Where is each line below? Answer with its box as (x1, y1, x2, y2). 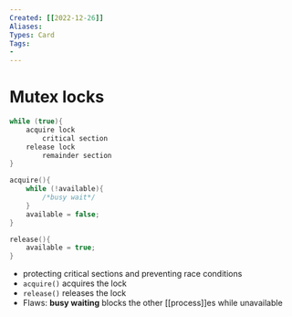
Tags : (9, 38, 30, 48)
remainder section (42, 151, 112, 160)
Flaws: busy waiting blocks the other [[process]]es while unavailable (22, 298, 283, 309)
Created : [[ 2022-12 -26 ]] (9, 13, 104, 23)
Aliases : (9, 22, 43, 31)
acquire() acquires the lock (22, 278, 128, 289)
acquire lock (26, 125, 76, 134)
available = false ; (26, 209, 100, 219)
